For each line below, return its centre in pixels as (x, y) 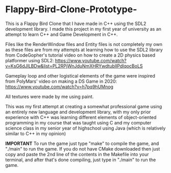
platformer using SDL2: (30, 60)
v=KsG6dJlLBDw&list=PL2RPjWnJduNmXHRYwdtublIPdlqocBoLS (74, 66)
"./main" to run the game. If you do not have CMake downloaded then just (83, 149)
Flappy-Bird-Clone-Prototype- (71, 9)
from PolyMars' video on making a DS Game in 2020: (61, 81)
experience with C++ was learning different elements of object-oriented (81, 117)
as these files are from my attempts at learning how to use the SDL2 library (84, 50)
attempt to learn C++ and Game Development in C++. (62, 34)
